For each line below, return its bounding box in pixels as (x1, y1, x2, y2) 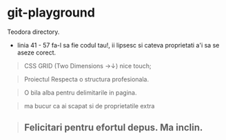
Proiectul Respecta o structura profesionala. (23, 74, 150, 83)
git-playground (7, 5, 95, 21)
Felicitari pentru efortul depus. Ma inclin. (23, 122, 203, 134)
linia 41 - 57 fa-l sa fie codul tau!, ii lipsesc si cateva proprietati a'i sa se (17, 41, 220, 49)
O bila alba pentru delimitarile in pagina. (23, 88, 137, 97)
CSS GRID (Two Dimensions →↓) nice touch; (23, 61, 152, 70)
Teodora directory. (7, 28, 60, 36)
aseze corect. (17, 48, 56, 57)
